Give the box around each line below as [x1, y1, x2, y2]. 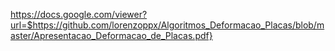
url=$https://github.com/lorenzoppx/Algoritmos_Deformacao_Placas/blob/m [10, 19, 325, 31]
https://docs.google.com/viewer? [10, 9, 148, 20]
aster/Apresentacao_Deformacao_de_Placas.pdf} [10, 30, 213, 41]
